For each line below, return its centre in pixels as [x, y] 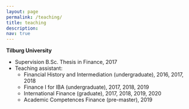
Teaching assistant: [39, 68]
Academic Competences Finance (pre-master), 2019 [88, 100]
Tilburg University [29, 50]
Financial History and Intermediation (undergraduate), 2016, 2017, [104, 75]
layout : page [22, 12]
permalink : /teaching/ [34, 17]
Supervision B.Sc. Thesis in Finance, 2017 [66, 62]
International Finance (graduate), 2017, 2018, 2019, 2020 [92, 94]
